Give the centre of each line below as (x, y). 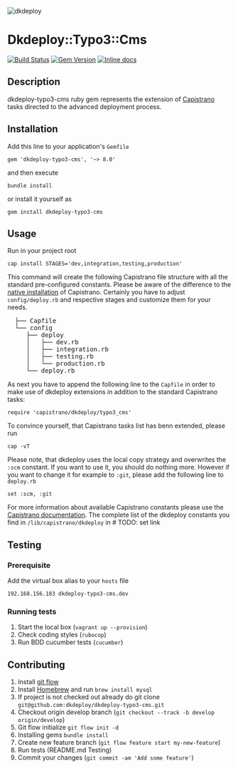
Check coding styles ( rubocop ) (62, 635)
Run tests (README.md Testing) (65, 750)
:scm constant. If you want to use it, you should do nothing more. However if (118, 468)
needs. (17, 307)
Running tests (32, 611)
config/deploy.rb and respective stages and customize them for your (109, 300)
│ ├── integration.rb (67, 350)
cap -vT (19, 447)
